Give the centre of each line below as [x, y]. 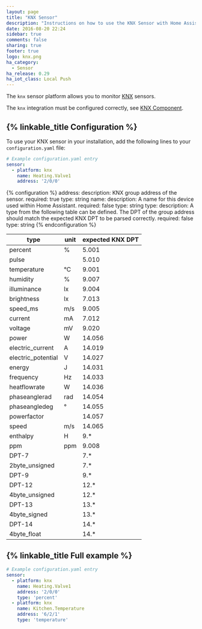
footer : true [23, 51]
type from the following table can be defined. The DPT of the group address [100, 212]
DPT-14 [21, 524]
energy [19, 367]
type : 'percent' [38, 598]
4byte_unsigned [32, 495]
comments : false [26, 40]
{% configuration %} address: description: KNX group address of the [92, 193]
